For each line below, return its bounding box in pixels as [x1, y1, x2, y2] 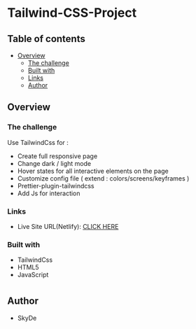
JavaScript [17, 271, 49, 279]
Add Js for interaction [17, 189, 80, 197]
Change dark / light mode [17, 159, 92, 167]
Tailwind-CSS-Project [7, 5, 137, 21]
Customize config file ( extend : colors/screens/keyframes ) [17, 174, 190, 183]
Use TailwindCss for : [7, 138, 69, 146]
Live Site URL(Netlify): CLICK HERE [17, 222, 119, 230]
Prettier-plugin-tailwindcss [17, 181, 94, 190]
